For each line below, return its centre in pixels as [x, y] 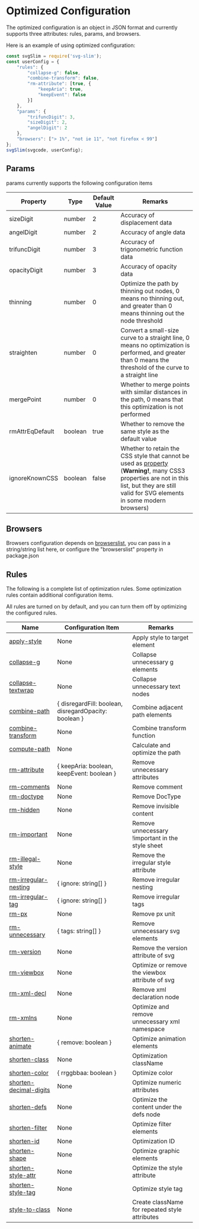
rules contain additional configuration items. [60, 595]
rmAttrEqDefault [32, 431]
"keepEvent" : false [62, 95]
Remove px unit [154, 914]
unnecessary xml [156, 1022]
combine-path [30, 711]
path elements [152, 715]
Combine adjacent [158, 707]
